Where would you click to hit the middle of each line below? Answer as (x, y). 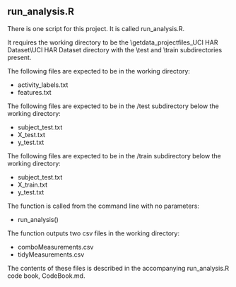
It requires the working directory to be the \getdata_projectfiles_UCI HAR (113, 42)
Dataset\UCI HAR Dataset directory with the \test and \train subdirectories (115, 49)
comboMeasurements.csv (55, 247)
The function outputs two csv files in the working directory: (94, 233)
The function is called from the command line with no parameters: (104, 206)
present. (19, 57)
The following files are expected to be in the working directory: (99, 71)
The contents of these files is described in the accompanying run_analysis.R (118, 268)
